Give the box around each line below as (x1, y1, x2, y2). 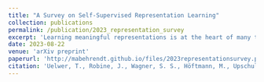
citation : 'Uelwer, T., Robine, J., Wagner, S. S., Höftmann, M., (8, 62, 230, 70)
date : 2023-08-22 (8, 41, 65, 48)
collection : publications (8, 19, 93, 27)
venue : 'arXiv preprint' (8, 48, 90, 55)
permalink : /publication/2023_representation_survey (8, 26, 185, 34)
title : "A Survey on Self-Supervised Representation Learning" (8, 11, 220, 20)
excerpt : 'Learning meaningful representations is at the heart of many (8, 33, 251, 41)
